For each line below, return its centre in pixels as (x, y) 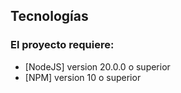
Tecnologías (49, 16)
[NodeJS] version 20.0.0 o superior (97, 66)
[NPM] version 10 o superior (83, 77)
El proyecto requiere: (62, 45)
